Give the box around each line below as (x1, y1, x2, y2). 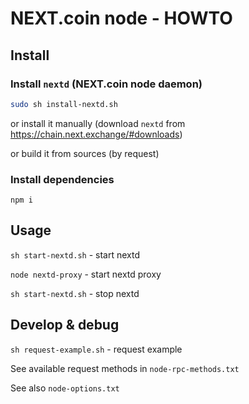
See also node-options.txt (10, 382, 120, 394)
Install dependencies (10, 172, 115, 186)
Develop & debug (10, 317, 120, 334)
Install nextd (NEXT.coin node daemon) (10, 77, 203, 91)
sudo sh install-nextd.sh (10, 99, 118, 109)
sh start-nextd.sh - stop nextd (10, 287, 140, 299)
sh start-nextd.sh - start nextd (10, 248, 140, 261)
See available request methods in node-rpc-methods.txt (10, 362, 240, 374)
